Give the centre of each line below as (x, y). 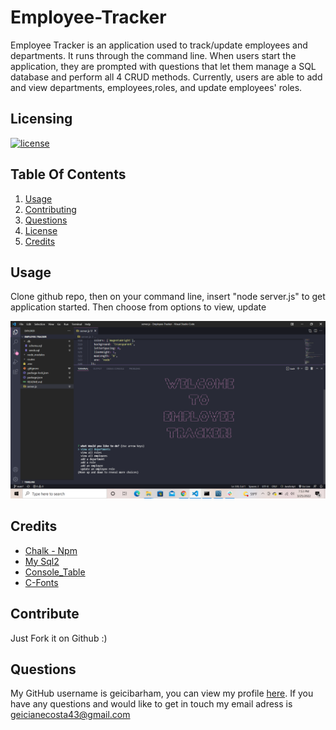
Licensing (41, 119)
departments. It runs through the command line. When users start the (153, 55)
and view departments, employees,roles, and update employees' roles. (156, 87)
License (41, 230)
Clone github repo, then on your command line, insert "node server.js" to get (168, 297)
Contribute (45, 614)
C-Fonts (41, 582)
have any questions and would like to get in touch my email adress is (151, 704)
